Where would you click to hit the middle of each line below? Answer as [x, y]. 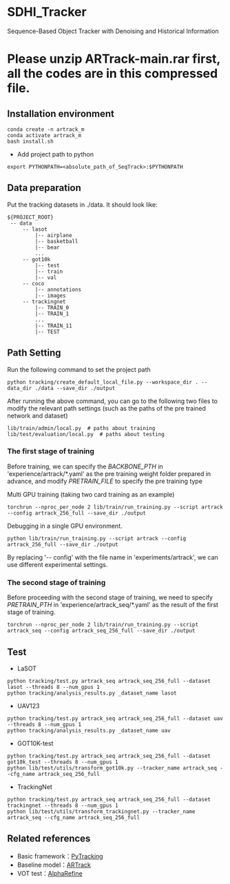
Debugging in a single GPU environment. [65, 526]
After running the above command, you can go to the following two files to [113, 401]
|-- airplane [53, 235]
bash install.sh [30, 141]
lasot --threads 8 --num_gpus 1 [53, 687]
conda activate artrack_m [44, 135]
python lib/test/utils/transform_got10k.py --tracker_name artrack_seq [112, 768]
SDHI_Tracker [47, 12]
